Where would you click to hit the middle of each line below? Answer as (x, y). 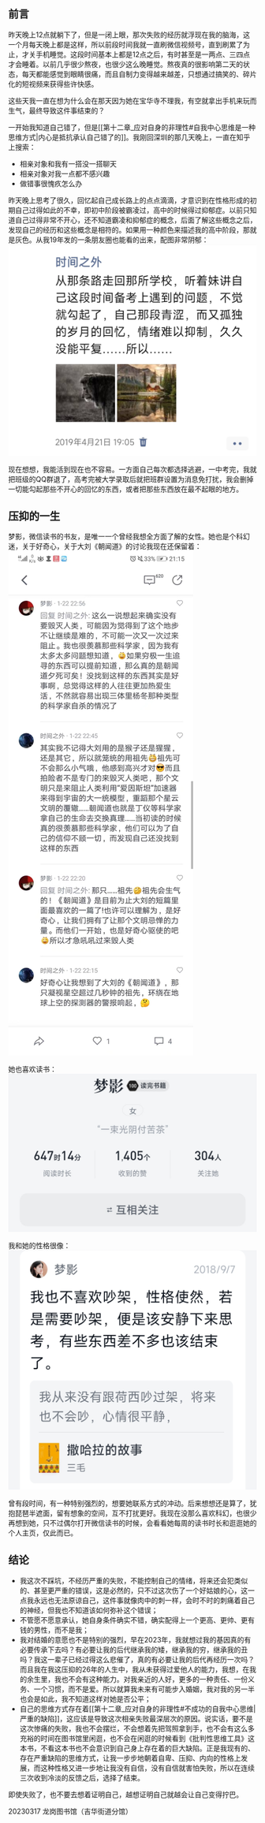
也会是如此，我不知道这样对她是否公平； (85, 1698)
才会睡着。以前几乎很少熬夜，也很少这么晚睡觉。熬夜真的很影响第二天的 (125, 64)
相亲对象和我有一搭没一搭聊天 (68, 163)
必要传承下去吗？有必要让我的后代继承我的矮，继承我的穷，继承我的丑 (134, 1650)
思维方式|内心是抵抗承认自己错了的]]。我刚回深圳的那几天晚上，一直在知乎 (129, 137)
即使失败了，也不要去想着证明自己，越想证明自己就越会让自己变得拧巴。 (125, 1794)
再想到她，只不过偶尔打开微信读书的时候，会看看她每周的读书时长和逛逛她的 (132, 1523)
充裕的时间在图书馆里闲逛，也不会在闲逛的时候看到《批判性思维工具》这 (137, 1738)
